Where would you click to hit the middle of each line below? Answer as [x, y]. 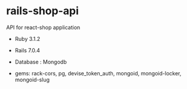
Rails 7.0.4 [27, 50]
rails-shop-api [42, 11]
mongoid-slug [32, 80]
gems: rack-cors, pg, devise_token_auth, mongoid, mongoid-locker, [98, 73]
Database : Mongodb [41, 62]
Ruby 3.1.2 [27, 39]
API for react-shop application [43, 27]
